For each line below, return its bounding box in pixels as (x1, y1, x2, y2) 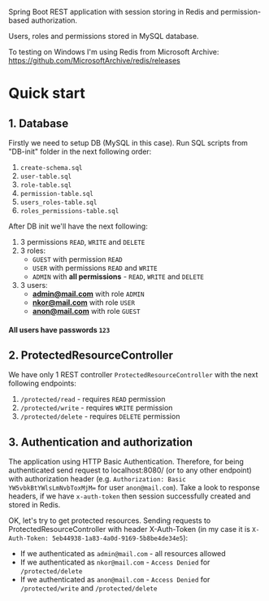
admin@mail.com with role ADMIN (32, 289, 145, 298)
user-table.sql (20, 172, 72, 181)
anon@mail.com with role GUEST (32, 307, 141, 316)
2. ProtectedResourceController (8, 348, 173, 362)
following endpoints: (8, 378, 77, 389)
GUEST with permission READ (32, 255, 124, 263)
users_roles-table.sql (20, 198, 98, 207)
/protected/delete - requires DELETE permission (20, 412, 180, 421)
